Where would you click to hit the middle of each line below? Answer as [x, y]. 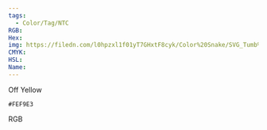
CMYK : [17, 52]
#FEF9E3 [21, 104]
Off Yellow [25, 90]
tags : [17, 15]
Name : [17, 67]
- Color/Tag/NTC [42, 23]
